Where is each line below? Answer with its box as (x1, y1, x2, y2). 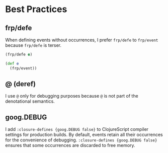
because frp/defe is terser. (5, 42, 62, 48)
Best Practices (5, 4, 67, 15)
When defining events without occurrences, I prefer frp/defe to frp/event (5, 37, 158, 43)
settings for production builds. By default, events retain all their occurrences (5, 132, 163, 138)
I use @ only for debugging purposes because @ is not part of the (5, 93, 138, 99)
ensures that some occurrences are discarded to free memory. (5, 142, 135, 148)
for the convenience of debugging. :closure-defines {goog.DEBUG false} (5, 137, 157, 143)
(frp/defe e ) (5, 52, 33, 57)
